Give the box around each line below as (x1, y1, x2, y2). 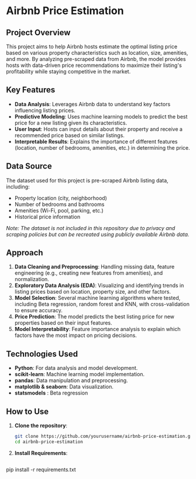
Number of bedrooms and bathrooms (14, 201, 105, 208)
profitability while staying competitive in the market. (6, 68, 131, 75)
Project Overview (6, 28, 71, 38)
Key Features (6, 85, 56, 95)
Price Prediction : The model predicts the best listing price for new (14, 313, 174, 321)
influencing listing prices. (14, 107, 75, 114)
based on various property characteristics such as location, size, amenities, (6, 49, 188, 56)
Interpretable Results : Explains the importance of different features (14, 138, 178, 145)
